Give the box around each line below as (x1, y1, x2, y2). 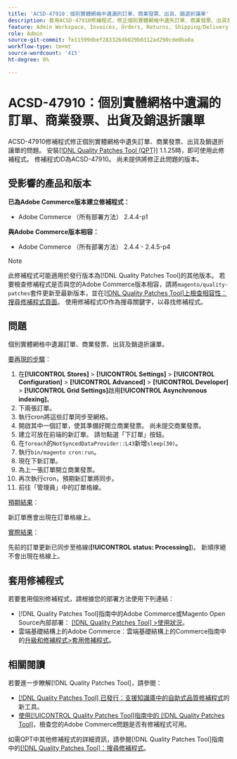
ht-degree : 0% (8, 56, 50, 63)
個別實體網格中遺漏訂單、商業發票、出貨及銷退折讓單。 (8, 340, 168, 349)
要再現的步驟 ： (8, 355, 51, 364)
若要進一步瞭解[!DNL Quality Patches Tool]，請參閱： (8, 678, 162, 687)
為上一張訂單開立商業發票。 (18, 466, 99, 474)
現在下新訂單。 (18, 457, 62, 465)
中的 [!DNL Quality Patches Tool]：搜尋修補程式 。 (8, 743, 150, 752)
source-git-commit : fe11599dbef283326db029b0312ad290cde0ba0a (8, 37, 194, 44)
